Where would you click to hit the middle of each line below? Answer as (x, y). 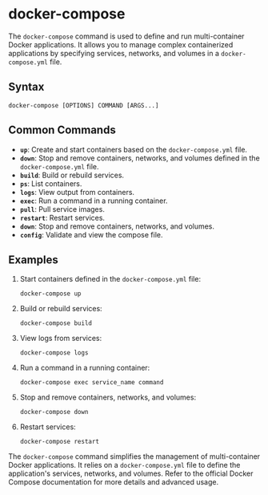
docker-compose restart (60, 442)
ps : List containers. (51, 183)
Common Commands (62, 130)
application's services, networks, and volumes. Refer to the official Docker (131, 473)
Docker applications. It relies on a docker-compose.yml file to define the (124, 465)
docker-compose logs (54, 353)
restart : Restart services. (62, 217)
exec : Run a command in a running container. (94, 201)
